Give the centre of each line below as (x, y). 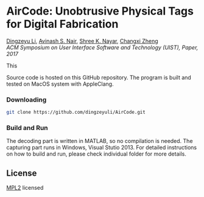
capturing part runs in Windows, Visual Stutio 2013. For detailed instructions (101, 148)
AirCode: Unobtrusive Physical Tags (100, 11)
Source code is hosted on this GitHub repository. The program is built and (99, 77)
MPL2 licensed (25, 188)
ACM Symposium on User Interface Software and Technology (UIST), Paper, (102, 47)
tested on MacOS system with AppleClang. (60, 84)
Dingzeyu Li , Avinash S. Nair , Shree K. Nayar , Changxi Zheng (82, 41)
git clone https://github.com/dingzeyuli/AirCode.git (76, 112)
